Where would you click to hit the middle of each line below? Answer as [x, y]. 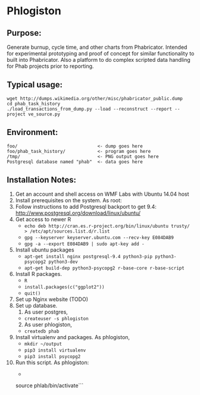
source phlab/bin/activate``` [49, 385]
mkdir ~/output [43, 344]
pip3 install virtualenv [55, 350]
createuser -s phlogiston [56, 319]
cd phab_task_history [34, 104]
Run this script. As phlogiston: [52, 363]
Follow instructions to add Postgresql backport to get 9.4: [86, 207]
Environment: [32, 132]
